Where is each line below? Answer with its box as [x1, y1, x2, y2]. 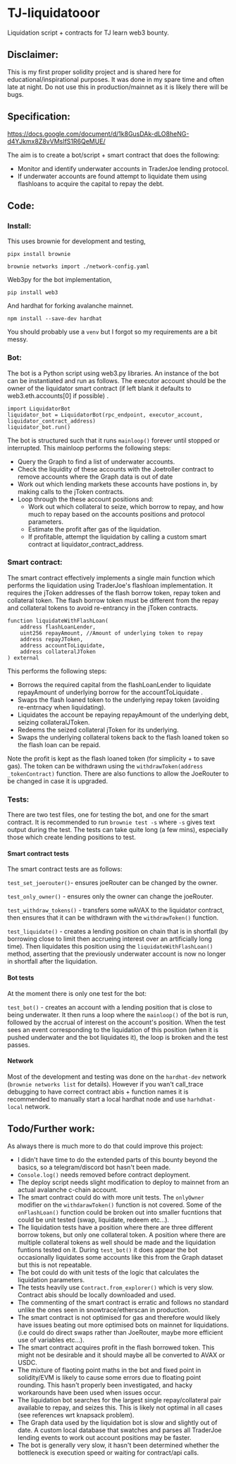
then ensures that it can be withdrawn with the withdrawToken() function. [7, 913, 219, 922]
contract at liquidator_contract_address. [27, 539, 144, 549]
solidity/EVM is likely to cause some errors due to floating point [17, 1373, 201, 1381]
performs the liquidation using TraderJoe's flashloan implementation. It [7, 581, 213, 590]
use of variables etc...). [17, 1335, 85, 1344]
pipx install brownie [7, 251, 71, 258]
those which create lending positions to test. [7, 833, 136, 842]
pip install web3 [7, 289, 58, 296]
